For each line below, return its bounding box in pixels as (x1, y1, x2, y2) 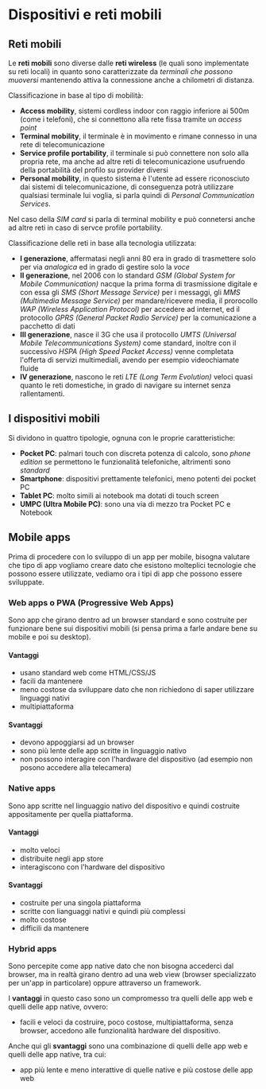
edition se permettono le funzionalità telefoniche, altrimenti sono (19, 457, 231, 466)
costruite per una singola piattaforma (19, 898, 141, 908)
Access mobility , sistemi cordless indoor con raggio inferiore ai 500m (19, 106, 249, 115)
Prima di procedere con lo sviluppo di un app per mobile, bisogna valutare (8, 551, 250, 562)
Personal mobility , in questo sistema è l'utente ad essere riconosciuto (19, 173, 250, 183)
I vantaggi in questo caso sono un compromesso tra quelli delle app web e (8, 994, 253, 1003)
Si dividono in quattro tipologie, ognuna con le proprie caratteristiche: (8, 433, 236, 442)
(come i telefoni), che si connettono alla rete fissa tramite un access (19, 115, 242, 124)
